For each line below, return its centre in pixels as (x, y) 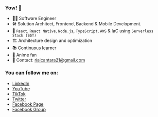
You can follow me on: (32, 73)
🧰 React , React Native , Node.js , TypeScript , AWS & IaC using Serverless (83, 31)
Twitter (19, 99)
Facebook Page (28, 104)
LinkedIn (21, 83)
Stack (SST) (24, 36)
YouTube (21, 88)
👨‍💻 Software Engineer (34, 19)
